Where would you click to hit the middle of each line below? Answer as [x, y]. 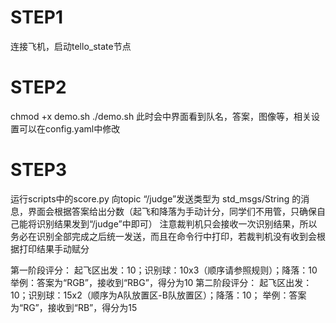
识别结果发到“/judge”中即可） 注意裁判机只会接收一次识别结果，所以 [177, 223]
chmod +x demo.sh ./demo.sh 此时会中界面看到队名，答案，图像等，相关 [161, 116]
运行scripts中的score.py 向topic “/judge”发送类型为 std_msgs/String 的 [156, 198]
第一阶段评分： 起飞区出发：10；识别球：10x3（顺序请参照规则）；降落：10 [164, 270]
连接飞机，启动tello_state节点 [71, 46]
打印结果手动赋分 [54, 248]
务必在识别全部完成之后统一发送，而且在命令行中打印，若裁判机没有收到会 [163, 236]
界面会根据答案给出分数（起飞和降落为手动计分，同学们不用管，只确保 [172, 211]
